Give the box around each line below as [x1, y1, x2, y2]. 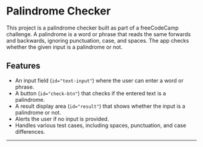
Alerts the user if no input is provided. [14, 115, 109, 122]
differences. [14, 128, 45, 135]
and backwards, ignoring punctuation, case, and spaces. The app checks [6, 37, 189, 44]
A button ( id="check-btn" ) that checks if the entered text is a [14, 89, 166, 97]
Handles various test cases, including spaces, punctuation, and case [14, 122, 186, 129]
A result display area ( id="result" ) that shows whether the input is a [14, 102, 185, 110]
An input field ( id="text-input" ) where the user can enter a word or [14, 77, 184, 84]
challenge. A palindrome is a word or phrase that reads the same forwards [6, 30, 192, 37]
